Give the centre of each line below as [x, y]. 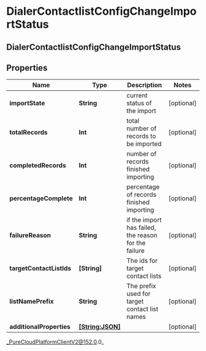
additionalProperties [40, 327]
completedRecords [38, 165]
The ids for [142, 261]
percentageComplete [41, 199]
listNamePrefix [32, 301]
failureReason [30, 235]
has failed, [141, 227]
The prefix [141, 286]
